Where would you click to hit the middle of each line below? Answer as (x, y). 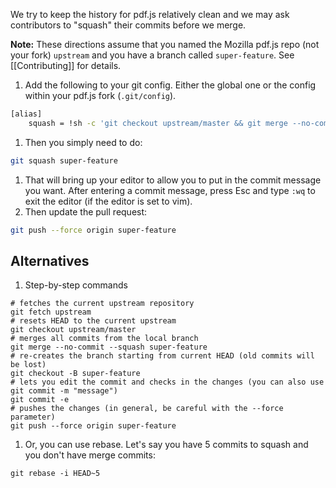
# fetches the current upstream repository (102, 304)
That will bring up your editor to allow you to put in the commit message (173, 180)
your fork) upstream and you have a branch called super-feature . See (152, 55)
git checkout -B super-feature (75, 374)
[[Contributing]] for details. (66, 65)
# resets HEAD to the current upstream (93, 321)
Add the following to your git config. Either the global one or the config (170, 85)
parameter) (33, 417)
